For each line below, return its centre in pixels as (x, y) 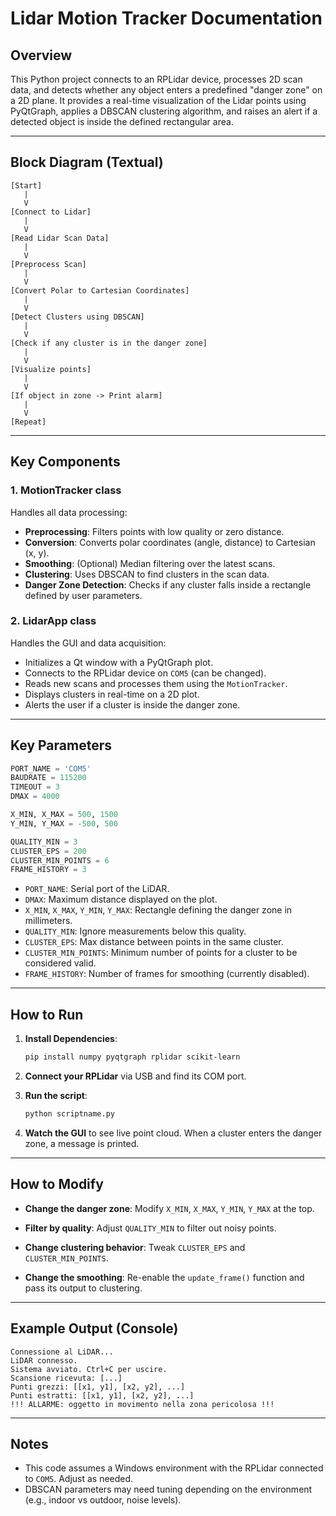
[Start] (26, 185)
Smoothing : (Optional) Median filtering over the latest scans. (150, 563)
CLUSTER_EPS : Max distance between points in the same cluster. (154, 942)
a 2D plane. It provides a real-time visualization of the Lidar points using (158, 100)
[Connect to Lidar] (51, 212)
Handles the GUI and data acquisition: (88, 643)
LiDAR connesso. (44, 1360)
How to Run (47, 1014)
